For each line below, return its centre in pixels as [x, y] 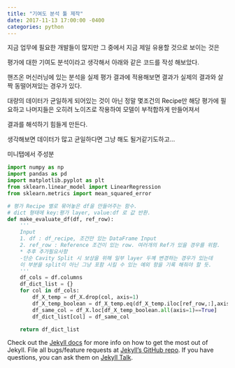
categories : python [36, 27]
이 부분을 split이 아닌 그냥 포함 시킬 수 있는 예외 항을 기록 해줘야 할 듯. [116, 264]
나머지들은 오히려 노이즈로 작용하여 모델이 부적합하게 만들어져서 [113, 110]
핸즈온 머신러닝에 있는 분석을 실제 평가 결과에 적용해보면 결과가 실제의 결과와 [112, 77]
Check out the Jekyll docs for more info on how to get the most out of [108, 343]
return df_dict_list [50, 330]
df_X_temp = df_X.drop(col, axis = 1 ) [86, 297]
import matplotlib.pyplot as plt [56, 181]
